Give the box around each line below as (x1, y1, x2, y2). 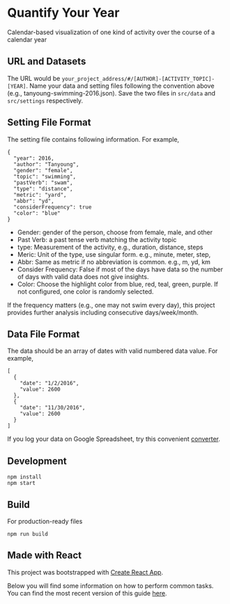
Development (7, 455, 68, 467)
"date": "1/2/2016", (20, 380, 79, 387)
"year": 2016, (13, 155, 54, 162)
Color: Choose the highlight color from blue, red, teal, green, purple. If (17, 280, 218, 288)
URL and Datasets (7, 56, 86, 68)
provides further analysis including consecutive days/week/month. (7, 308, 199, 317)
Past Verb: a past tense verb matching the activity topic (17, 235, 177, 243)
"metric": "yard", (13, 191, 68, 198)
